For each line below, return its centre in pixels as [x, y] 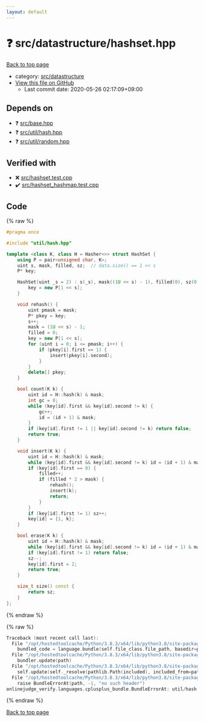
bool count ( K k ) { [40, 389]
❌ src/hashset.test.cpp [44, 178]
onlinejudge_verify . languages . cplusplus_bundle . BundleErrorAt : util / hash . [103, 689]
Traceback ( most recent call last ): [53, 638]
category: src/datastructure [49, 76]
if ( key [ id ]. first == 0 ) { [62, 468]
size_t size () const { [46, 586]
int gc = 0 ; [43, 400]
